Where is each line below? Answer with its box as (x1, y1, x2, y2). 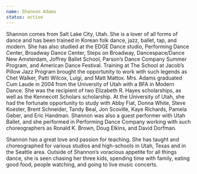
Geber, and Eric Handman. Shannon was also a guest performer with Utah (6, 111, 185, 119)
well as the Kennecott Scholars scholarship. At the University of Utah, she (6, 93, 185, 100)
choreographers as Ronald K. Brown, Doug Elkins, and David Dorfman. (6, 124, 177, 132)
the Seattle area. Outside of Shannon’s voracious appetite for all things (6, 148, 177, 155)
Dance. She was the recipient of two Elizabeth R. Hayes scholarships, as (6, 87, 181, 94)
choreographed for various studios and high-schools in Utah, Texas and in (6, 142, 186, 149)
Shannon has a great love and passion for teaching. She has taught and (6, 136, 179, 143)
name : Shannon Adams (6, 8, 57, 15)
